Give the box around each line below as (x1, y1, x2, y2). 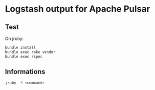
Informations (5, 68, 45, 76)
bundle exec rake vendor (5, 50, 56, 54)
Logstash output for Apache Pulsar (5, 3, 151, 15)
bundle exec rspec (5, 54, 43, 59)
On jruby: (5, 36, 24, 41)
